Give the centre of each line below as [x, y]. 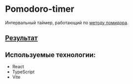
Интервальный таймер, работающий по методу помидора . [67, 23]
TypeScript [23, 72]
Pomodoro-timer [40, 9]
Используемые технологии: [50, 55]
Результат [22, 38]
